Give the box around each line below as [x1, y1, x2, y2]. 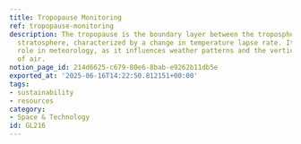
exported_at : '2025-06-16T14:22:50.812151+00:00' [9, 72, 199, 80]
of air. [17, 55, 47, 64]
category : [9, 105, 47, 114]
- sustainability [9, 88, 74, 97]
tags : [9, 80, 30, 89]
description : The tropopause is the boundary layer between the [9, 30, 254, 38]
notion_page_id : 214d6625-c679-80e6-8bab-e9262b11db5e [9, 64, 219, 72]
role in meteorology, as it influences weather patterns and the [17, 47, 267, 55]
